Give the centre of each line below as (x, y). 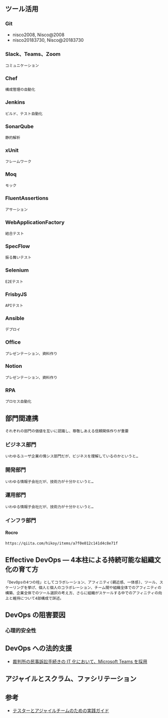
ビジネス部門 (21, 444)
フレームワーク (18, 162)
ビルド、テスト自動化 (24, 114)
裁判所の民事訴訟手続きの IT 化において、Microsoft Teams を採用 (80, 661)
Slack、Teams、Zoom (33, 54)
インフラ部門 (21, 520)
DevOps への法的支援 (39, 648)
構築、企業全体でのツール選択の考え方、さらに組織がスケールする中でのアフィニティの (82, 593)
